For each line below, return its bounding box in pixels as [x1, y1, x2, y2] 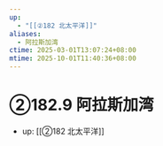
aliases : [9, 29, 42, 38]
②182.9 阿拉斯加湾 [9, 95, 154, 115]
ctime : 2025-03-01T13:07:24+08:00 [9, 46, 137, 55]
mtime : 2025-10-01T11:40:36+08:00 [9, 54, 137, 63]
